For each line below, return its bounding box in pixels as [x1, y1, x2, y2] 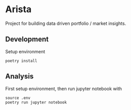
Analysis [5, 72, 34, 81]
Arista [5, 4, 32, 15]
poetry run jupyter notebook [5, 100, 67, 105]
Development [5, 35, 49, 44]
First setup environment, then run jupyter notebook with [5, 85, 122, 92]
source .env [5, 95, 30, 100]
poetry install [5, 58, 38, 63]
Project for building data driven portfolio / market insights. [5, 20, 126, 26]
